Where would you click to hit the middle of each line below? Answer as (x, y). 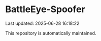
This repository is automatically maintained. (51, 33)
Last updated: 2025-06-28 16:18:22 (42, 23)
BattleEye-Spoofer (45, 9)
